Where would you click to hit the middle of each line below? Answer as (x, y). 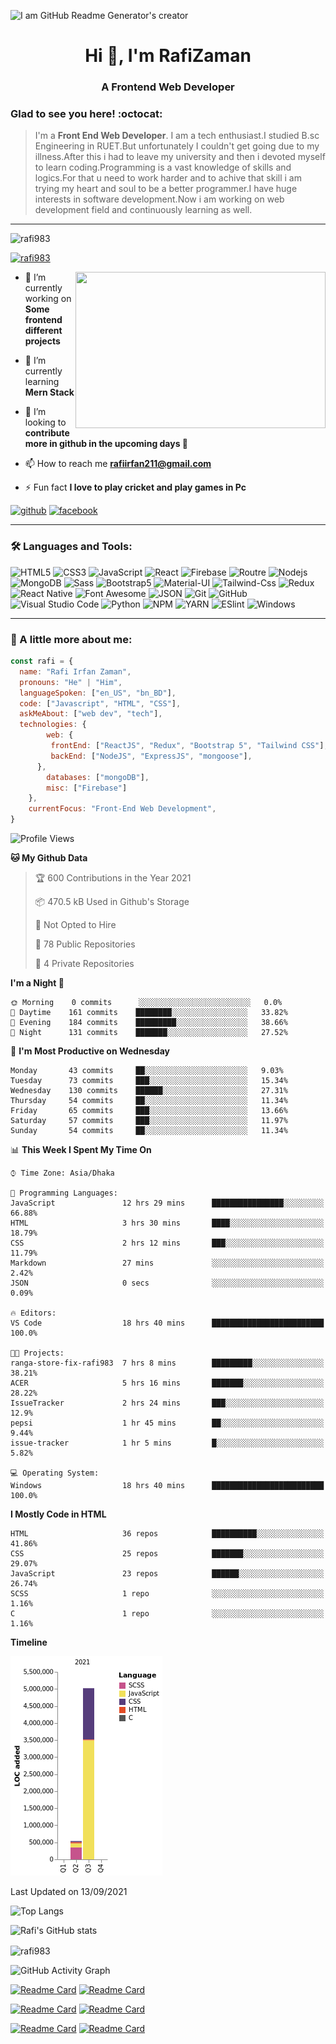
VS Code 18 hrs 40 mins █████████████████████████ (167, 1323)
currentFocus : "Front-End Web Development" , (122, 809)
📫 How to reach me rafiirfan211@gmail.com (118, 464)
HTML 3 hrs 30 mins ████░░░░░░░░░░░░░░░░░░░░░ (167, 1223)
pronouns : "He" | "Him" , (71, 682)
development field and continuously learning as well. (143, 210)
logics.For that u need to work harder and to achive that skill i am (168, 178)
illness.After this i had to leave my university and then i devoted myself (180, 157)
